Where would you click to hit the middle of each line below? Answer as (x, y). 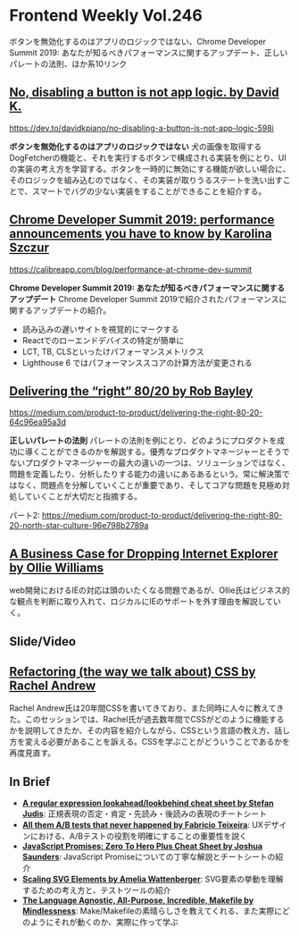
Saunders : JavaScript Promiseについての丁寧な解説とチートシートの (149, 857)
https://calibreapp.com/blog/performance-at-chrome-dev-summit (131, 269)
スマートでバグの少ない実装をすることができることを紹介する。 (149, 191)
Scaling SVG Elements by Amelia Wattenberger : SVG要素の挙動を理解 (153, 879)
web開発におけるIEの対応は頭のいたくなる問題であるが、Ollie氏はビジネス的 (149, 590)
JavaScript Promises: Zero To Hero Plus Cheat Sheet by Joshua (142, 847)
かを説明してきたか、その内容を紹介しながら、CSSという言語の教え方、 (142, 730)
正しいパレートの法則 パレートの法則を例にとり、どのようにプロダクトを (143, 441)
